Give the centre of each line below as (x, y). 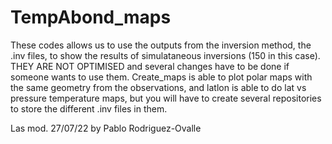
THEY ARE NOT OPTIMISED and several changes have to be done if (150, 66)
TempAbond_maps (91, 17)
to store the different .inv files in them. (89, 108)
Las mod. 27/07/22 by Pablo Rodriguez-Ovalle (106, 128)
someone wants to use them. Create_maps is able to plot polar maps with (161, 77)
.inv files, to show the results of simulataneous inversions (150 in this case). (165, 55)
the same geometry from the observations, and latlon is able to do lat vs (158, 87)
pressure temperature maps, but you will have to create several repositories (166, 98)
